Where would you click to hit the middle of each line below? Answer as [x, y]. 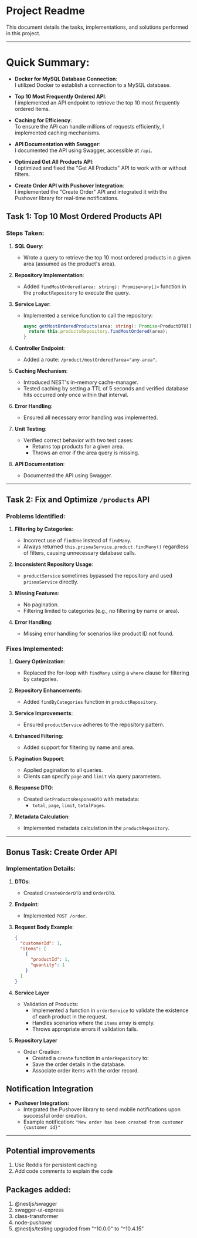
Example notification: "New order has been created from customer [103, 1122]
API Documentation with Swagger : [57, 144]
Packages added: [39, 1190]
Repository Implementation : [49, 275]
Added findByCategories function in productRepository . [91, 702]
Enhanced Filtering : [39, 736]
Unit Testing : [30, 429]
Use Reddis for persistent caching [55, 1165]
